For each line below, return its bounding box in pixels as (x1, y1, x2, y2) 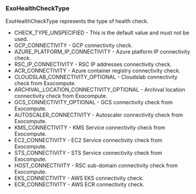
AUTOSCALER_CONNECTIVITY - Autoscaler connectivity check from (14, 111, 184, 118)
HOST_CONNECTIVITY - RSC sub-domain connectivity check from (14, 162, 178, 169)
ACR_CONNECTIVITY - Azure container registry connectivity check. (14, 67, 181, 74)
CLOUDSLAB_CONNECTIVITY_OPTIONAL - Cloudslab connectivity (14, 73, 178, 81)
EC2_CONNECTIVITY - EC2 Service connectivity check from (14, 137, 163, 144)
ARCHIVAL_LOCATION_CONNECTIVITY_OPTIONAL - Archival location (14, 86, 185, 93)
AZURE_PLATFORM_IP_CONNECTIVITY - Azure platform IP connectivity (14, 48, 191, 55)
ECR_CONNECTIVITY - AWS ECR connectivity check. (14, 181, 145, 188)
